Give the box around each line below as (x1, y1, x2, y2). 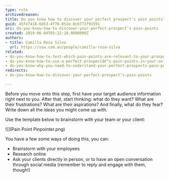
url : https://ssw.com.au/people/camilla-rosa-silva (10, 45, 121, 50)
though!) (12, 166, 31, 173)
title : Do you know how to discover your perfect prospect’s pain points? (5, 17, 165, 22)
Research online (12, 151, 46, 157)
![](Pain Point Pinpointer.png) (5, 126, 65, 132)
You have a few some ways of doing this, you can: (5, 136, 109, 142)
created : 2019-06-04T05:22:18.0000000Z (5, 31, 89, 36)
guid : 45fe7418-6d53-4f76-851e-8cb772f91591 (5, 21, 100, 27)
